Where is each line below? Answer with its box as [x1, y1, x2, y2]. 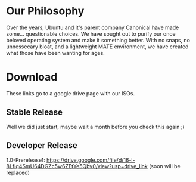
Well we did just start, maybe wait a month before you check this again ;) [6, 123, 185, 130]
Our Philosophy [6, 4, 85, 18]
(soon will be [148, 162, 181, 169]
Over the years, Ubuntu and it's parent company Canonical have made [6, 24, 179, 31]
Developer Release [6, 140, 77, 150]
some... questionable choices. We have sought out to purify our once [6, 30, 176, 37]
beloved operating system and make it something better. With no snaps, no [6, 36, 191, 44]
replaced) [6, 169, 30, 176]
